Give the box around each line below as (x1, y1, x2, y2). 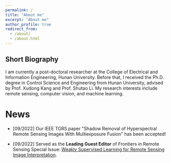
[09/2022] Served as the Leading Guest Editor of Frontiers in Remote (12, 140, 159, 147)
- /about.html (10, 36, 40, 42)
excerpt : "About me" (5, 17, 50, 22)
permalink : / (5, 7, 33, 13)
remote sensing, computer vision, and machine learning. (5, 90, 124, 96)
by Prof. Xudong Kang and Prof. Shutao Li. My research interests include (5, 85, 158, 91)
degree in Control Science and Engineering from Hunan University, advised (5, 79, 163, 86)
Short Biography (5, 55, 59, 64)
